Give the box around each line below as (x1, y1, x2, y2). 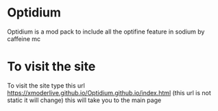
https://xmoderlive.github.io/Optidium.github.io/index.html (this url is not (7, 88, 211, 97)
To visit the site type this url (7, 81, 86, 90)
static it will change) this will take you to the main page (7, 96, 162, 104)
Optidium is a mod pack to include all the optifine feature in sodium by (7, 27, 205, 36)
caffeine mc (7, 34, 41, 42)
